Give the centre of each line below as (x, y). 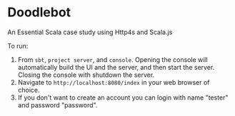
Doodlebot (39, 12)
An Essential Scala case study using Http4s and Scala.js (90, 32)
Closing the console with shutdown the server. (86, 75)
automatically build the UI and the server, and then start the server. (116, 67)
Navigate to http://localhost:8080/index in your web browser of (114, 82)
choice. (29, 90)
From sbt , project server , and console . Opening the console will (113, 59)
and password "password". (57, 105)
